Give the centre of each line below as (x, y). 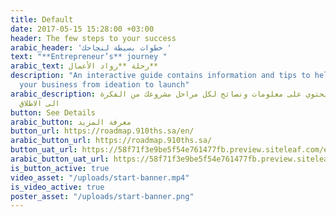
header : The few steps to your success (93, 38)
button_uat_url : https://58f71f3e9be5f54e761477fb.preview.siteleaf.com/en (171, 150)
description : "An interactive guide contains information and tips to (160, 76)
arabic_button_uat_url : (60, 159)
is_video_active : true (57, 187)
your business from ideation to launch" (104, 85)
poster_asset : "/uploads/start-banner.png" (102, 196)
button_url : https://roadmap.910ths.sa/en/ (102, 131)
